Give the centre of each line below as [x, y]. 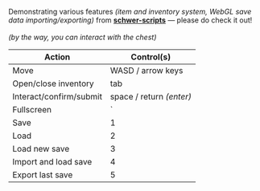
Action [57, 57]
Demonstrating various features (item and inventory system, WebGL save [130, 12]
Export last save [43, 175]
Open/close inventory [53, 83]
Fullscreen [32, 110]
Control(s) [151, 57]
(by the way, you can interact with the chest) [83, 37]
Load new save [41, 149]
